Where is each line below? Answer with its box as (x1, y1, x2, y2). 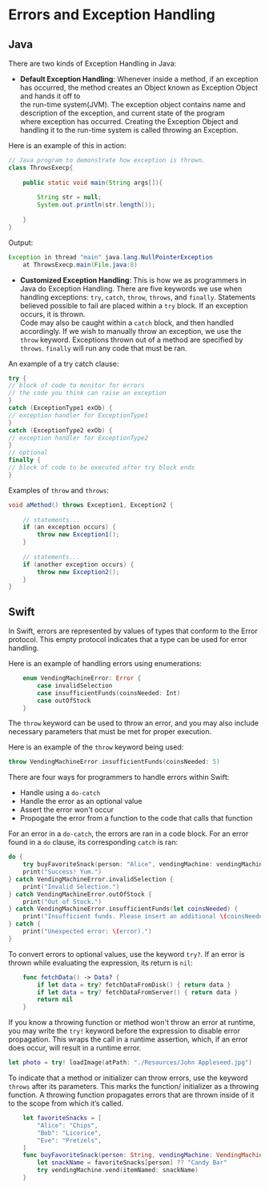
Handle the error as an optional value (19, 797, 143, 806)
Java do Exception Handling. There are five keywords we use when (19, 283, 243, 293)
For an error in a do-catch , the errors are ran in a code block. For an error (8, 829, 249, 838)
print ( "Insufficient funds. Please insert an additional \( (22, 913, 227, 921)
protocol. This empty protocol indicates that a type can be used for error (8, 635, 247, 645)
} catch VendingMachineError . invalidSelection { (8, 875, 174, 883)
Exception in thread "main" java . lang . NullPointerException (8, 253, 214, 261)
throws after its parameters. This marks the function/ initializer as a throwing (8, 1082, 259, 1091)
